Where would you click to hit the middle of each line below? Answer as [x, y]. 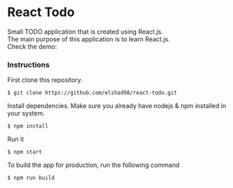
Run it [16, 139]
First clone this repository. [45, 80]
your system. [26, 114]
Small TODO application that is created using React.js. [85, 32]
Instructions [29, 65]
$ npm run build [31, 178]
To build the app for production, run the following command [94, 165]
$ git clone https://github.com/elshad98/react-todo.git [92, 93]
